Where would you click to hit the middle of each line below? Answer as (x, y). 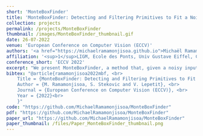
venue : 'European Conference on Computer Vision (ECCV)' (79, 46)
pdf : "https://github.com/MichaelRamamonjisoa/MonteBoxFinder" (88, 113)
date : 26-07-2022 (28, 40)
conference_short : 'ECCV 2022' (46, 62)
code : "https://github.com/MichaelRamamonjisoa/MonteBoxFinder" (89, 107)
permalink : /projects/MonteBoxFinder (54, 29)
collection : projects (34, 23)
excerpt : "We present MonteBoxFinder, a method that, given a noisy (94, 68)
